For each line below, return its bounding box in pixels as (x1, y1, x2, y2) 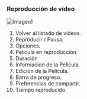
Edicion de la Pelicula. (15, 68, 69, 75)
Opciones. (15, 42, 41, 49)
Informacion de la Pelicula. (15, 61, 80, 68)
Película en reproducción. (15, 49, 78, 56)
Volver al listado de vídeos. (15, 30, 82, 37)
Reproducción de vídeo (7, 5, 75, 13)
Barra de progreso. (15, 74, 62, 81)
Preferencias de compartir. (15, 80, 80, 87)
